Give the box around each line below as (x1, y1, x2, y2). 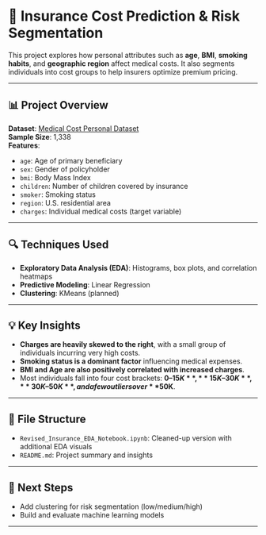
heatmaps (19, 271, 53, 281)
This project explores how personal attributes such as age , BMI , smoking (8, 50, 248, 60)
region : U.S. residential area (19, 198, 111, 207)
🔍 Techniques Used (8, 238, 109, 252)
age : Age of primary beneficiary (19, 156, 123, 165)
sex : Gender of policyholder (19, 164, 111, 174)
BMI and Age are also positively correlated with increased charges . (19, 365, 245, 375)
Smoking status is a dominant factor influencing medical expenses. (19, 356, 243, 366)
